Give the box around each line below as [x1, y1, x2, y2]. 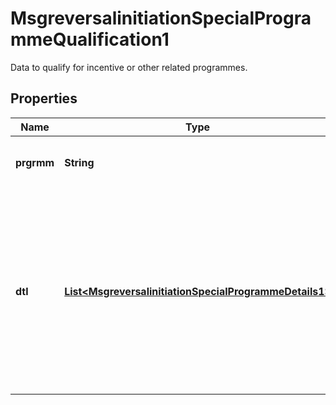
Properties [10, 90, 78, 107]
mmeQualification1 [10, 28, 170, 51]
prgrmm [15, 155, 55, 169]
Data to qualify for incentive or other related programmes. [10, 61, 248, 73]
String [64, 155, 95, 169]
